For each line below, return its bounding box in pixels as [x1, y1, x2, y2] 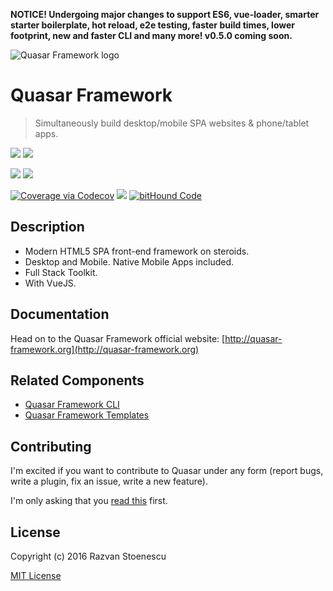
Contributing [10, 438, 92, 455]
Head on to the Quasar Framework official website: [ [10, 332, 226, 344]
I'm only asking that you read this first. [10, 495, 168, 507]
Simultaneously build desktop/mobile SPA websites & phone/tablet [34, 117, 310, 129]
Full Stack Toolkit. [24, 266, 98, 278]
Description [10, 219, 85, 236]
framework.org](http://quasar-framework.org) [10, 343, 200, 355]
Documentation [10, 306, 110, 323]
